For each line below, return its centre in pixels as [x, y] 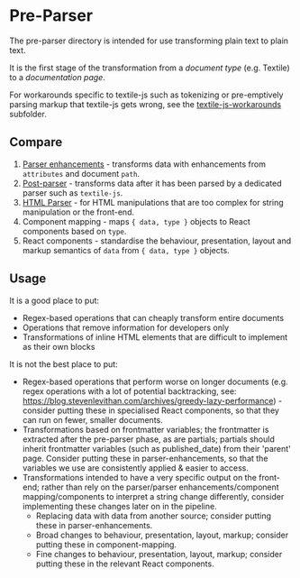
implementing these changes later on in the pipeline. [120, 506]
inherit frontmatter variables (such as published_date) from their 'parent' [156, 448]
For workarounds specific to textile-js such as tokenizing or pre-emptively [146, 95]
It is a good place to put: [55, 300]
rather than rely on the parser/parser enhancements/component [160, 487]
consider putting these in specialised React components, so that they [150, 410]
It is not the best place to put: [64, 364]
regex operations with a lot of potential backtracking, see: [129, 391]
